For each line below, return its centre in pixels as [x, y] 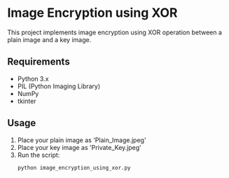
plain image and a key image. [49, 39]
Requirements [39, 62]
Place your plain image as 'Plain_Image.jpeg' [82, 140]
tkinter [27, 101]
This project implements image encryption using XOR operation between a [115, 32]
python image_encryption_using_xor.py [74, 167]
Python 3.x [33, 78]
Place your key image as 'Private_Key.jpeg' [79, 147]
